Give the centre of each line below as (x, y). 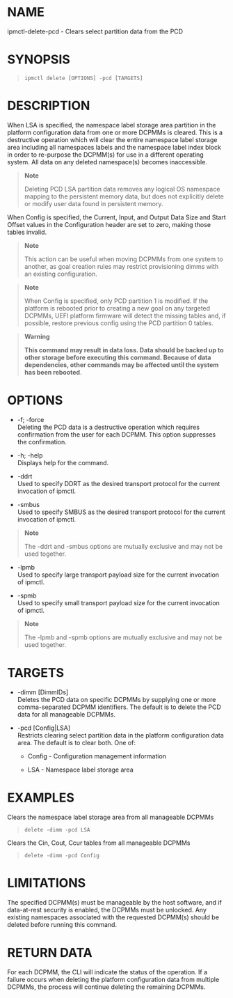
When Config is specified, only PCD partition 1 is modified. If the (116, 301)
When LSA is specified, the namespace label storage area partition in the (112, 125)
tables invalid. (27, 232)
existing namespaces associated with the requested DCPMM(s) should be (113, 917)
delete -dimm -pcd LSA (57, 829)
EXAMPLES (41, 797)
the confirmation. (42, 442)
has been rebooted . (53, 372)
